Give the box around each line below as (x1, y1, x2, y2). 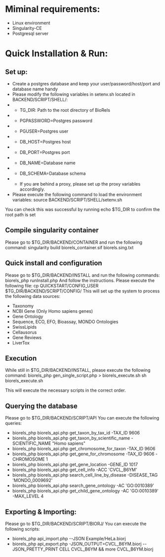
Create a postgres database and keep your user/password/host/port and (12, 80, 161, 86)
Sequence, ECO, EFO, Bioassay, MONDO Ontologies (12, 319, 119, 325)
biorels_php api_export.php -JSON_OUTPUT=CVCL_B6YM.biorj (12, 541, 142, 547)
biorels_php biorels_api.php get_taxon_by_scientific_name (12, 435, 130, 441)
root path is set (5, 211, 36, 217)
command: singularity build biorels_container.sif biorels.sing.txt (5, 244, 134, 250)
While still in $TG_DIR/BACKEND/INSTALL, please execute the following (5, 367, 151, 373)
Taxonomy (12, 303, 34, 309)
